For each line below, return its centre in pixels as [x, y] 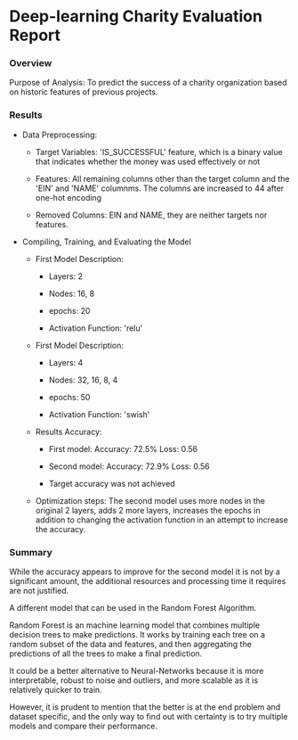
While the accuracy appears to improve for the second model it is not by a [145, 571]
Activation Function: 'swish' [99, 414]
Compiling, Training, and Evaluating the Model [106, 242]
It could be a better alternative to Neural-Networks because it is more [137, 671]
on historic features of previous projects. [84, 92]
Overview [31, 63]
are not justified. [39, 591]
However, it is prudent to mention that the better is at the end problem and [145, 707]
